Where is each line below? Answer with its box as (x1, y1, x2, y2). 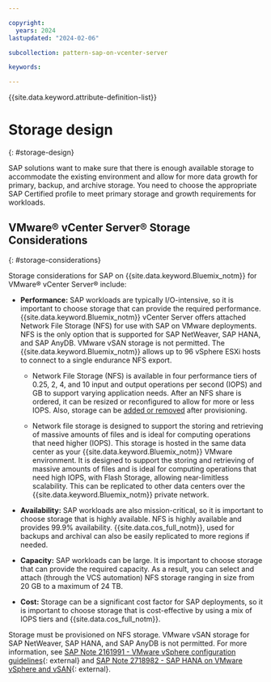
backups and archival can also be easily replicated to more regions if (19, 531, 250, 540)
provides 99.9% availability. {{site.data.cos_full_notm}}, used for (19, 523, 235, 532)
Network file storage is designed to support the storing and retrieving (32, 421, 264, 430)
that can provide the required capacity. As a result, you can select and (19, 564, 255, 574)
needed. (19, 540, 49, 549)
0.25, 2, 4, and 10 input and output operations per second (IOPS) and (32, 379, 263, 389)
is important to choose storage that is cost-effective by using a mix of (19, 605, 252, 615)
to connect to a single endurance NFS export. (19, 355, 172, 365)
